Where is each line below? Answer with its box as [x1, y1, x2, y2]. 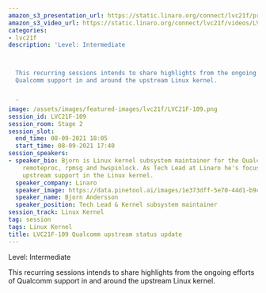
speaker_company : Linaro [15, 179, 97, 187]
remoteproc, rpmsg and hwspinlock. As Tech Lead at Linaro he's [22, 164, 239, 172]
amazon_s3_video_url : [8, 19, 80, 27]
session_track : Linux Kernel [8, 208, 104, 216]
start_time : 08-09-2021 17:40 [15, 142, 115, 150]
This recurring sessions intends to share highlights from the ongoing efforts [8, 267, 255, 277]
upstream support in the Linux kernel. [22, 171, 154, 179]
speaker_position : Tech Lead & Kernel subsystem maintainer [15, 201, 218, 209]
